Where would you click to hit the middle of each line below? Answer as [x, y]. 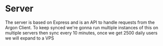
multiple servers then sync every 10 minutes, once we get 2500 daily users [81, 33]
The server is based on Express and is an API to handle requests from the [80, 22]
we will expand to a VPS [30, 38]
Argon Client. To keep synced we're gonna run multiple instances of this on [82, 27]
